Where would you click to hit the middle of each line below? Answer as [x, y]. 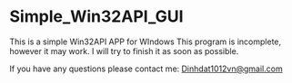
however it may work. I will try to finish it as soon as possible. [124, 51]
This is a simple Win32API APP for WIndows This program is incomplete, [146, 41]
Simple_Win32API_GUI [96, 17]
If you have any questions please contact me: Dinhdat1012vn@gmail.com [146, 69]
